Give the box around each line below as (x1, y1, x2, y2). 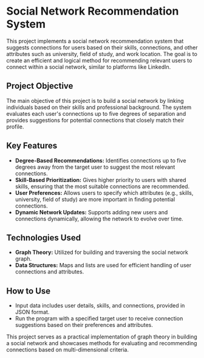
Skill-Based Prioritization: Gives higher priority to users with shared (15, 176, 186, 183)
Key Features (6, 141, 58, 151)
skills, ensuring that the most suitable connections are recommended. (15, 183, 190, 190)
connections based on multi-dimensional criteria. (6, 346, 129, 354)
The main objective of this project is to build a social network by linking (6, 97, 184, 104)
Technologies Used (6, 233, 81, 243)
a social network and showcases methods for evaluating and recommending (6, 340, 197, 347)
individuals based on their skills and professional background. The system (6, 104, 192, 111)
